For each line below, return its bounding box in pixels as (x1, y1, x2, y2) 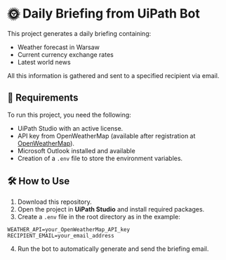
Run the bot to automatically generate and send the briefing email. (17, 245, 209, 253)
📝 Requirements (7, 92, 79, 104)
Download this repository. (17, 197, 93, 206)
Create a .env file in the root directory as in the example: (17, 212, 180, 221)
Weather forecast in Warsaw (17, 43, 100, 51)
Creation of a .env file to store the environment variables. (17, 154, 183, 162)
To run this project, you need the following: (7, 110, 131, 119)
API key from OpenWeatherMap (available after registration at (17, 131, 196, 140)
